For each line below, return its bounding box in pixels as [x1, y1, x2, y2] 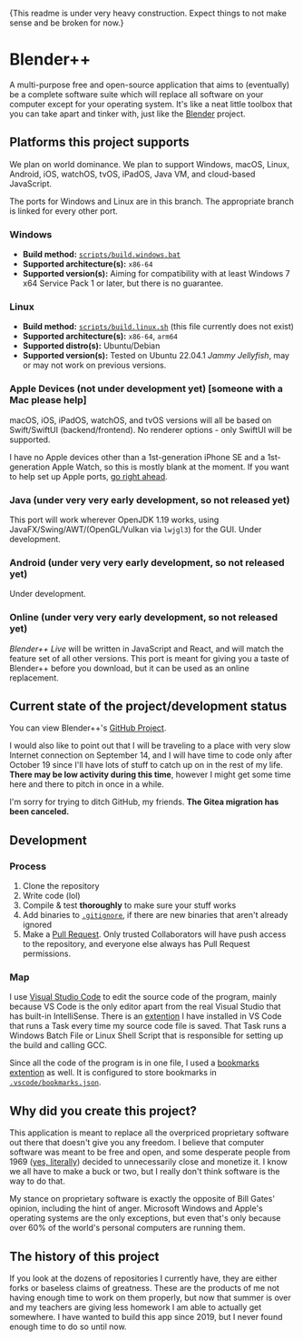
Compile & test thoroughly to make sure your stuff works [22, 900, 237, 911]
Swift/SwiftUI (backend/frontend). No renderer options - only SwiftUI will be [9, 424, 293, 435]
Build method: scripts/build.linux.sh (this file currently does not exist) [22, 321, 295, 332]
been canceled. [9, 806, 70, 817]
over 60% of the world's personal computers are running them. [9, 1223, 246, 1234]
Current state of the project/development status [9, 698, 288, 713]
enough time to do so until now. [9, 1321, 127, 1332]
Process [9, 860, 47, 872]
